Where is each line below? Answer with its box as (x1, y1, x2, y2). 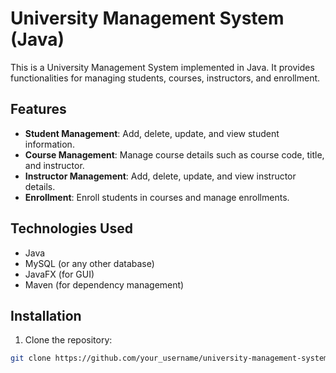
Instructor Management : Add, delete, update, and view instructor (24, 170, 297, 182)
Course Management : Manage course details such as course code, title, (24, 148, 325, 161)
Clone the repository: (24, 334, 113, 346)
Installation (10, 307, 82, 324)
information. (24, 138, 75, 150)
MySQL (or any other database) (24, 257, 155, 269)
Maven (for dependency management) (24, 278, 185, 291)
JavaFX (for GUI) (24, 268, 95, 280)
